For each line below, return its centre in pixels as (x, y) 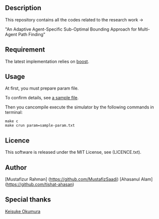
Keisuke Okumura (23, 211)
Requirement (25, 50)
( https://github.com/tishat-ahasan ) (40, 184)
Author (16, 167)
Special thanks (28, 200)
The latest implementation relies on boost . (47, 61)
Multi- (144, 29)
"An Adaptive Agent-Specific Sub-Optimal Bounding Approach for (71, 29)
